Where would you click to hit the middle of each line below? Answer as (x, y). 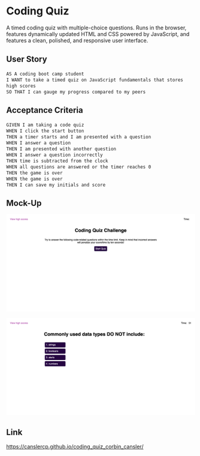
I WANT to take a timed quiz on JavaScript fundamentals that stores (95, 80)
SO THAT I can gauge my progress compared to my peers (76, 92)
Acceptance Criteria (45, 110)
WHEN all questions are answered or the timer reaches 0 (79, 167)
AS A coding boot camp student (45, 74)
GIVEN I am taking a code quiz (45, 125)
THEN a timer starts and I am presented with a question (79, 137)
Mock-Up (24, 203)
